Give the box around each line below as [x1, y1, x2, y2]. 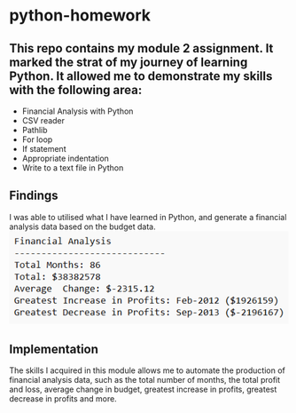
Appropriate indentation [21, 153, 109, 163]
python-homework [9, 5, 152, 26]
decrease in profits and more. [9, 393, 117, 404]
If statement [21, 144, 66, 154]
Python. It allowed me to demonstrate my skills [9, 68, 273, 83]
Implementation [9, 341, 99, 356]
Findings [9, 188, 59, 203]
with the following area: [9, 82, 143, 98]
